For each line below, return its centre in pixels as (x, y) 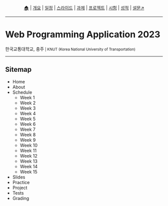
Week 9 (28, 140)
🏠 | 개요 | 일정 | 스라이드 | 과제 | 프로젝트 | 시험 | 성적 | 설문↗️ (84, 8)
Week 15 (28, 172)
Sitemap (18, 70)
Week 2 (28, 103)
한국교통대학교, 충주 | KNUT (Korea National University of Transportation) (70, 49)
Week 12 (28, 156)
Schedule (22, 92)
